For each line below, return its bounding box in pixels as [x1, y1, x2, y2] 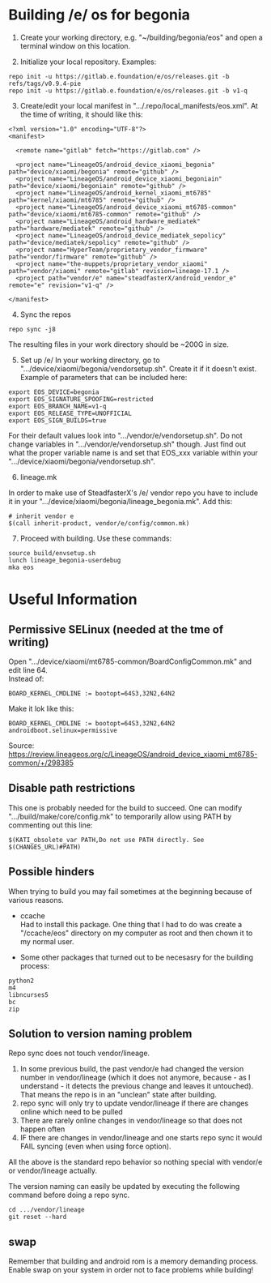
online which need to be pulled [19, 1107, 123, 1117]
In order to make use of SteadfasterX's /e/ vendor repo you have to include [8, 488, 259, 498]
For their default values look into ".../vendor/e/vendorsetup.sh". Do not [8, 430, 243, 440]
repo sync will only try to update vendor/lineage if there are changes [19, 1098, 249, 1108]
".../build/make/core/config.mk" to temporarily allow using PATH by [8, 811, 232, 821]
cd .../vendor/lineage [8, 1206, 85, 1214]
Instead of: [8, 674, 44, 683]
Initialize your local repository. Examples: [19, 57, 157, 66]
